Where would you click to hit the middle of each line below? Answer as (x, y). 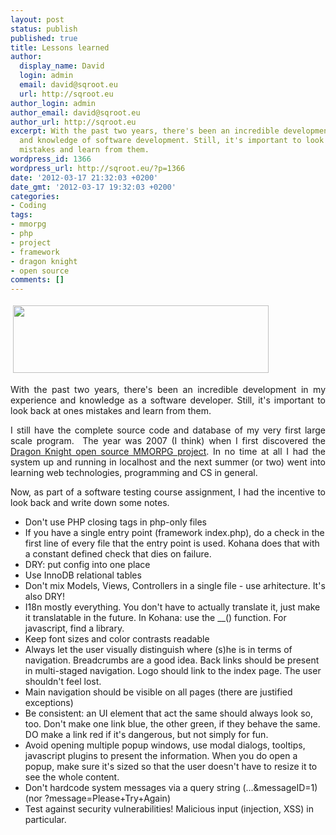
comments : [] (37, 280)
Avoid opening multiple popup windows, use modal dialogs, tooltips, (165, 745)
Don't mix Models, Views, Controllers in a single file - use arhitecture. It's (175, 586)
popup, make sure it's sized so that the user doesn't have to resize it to (171, 767)
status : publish (44, 29)
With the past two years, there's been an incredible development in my (168, 390)
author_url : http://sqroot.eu (73, 122)
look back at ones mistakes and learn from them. (111, 411)
